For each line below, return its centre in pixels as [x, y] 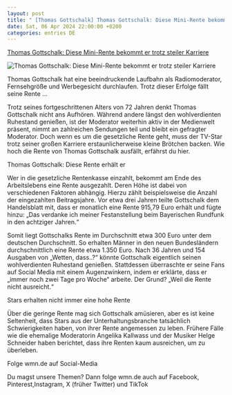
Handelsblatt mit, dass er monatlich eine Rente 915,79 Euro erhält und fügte [114, 207]
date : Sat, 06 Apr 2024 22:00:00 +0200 [65, 26]
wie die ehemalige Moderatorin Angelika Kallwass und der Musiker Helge [111, 336]
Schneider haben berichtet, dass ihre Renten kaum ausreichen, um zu [106, 343]
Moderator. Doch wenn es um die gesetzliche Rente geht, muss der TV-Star [115, 137]
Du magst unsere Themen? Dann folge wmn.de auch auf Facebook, [103, 377]
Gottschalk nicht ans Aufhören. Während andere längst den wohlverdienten [114, 115]
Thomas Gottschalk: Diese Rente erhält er [66, 165]
